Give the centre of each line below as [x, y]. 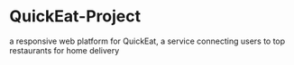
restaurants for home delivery [64, 50]
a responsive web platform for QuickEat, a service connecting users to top [147, 41]
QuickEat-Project [75, 16]
